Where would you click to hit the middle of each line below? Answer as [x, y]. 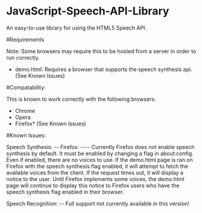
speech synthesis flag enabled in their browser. [65, 192]
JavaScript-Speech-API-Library [88, 11]
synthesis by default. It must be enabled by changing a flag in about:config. [100, 153]
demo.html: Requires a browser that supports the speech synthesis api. [103, 69]
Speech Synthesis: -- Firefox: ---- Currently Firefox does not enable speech [100, 147]
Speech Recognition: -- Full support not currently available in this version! [98, 203]
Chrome [25, 110]
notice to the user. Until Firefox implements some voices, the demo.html [96, 179]
